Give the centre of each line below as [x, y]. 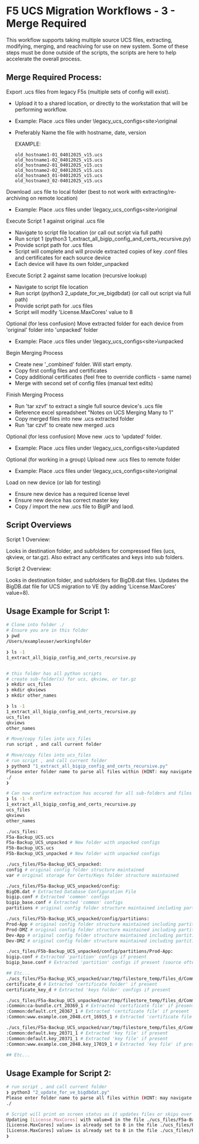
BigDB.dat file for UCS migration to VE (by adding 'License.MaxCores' [91, 586]
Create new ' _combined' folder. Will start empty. [73, 364]
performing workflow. [41, 109]
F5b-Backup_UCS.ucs [30, 848]
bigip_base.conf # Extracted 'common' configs [65, 903]
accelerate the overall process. [44, 59]
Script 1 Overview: [28, 539]
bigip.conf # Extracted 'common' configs [58, 897]
